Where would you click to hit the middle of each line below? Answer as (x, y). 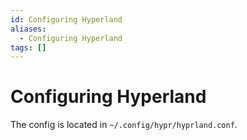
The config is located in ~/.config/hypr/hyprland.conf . (124, 125)
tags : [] (28, 47)
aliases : (28, 29)
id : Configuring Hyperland (66, 19)
